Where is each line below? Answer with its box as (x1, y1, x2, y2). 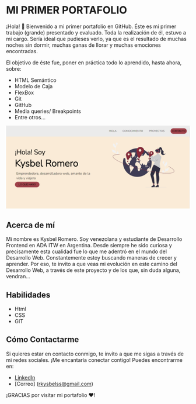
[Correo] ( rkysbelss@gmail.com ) (14, 380, 93, 387)
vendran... (6, 273, 31, 280)
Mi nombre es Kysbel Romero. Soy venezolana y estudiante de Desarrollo (6, 236, 183, 243)
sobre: (6, 65, 22, 72)
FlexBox (14, 89, 34, 96)
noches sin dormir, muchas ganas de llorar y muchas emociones (6, 42, 162, 49)
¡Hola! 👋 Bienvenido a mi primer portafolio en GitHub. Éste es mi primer (6, 23, 177, 30)
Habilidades (6, 290, 51, 300)
